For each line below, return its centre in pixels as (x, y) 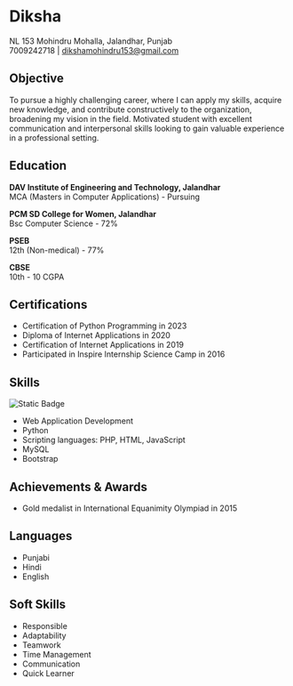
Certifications (48, 304)
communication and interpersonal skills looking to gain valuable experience (147, 128)
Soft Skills (38, 605)
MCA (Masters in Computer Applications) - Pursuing (104, 197)
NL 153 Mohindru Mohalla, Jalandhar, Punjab (91, 41)
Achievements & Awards (79, 487)
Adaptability (44, 635)
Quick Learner (48, 673)
